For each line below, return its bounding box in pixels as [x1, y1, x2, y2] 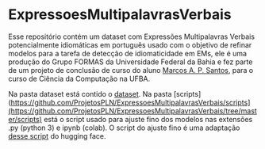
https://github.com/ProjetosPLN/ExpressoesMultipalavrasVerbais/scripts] [10, 97, 251, 107]
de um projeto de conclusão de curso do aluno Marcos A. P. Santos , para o [8, 65, 254, 74]
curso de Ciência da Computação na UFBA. [8, 74, 151, 83]
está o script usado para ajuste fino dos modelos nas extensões [43, 114, 253, 124]
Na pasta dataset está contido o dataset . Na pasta [8, 89, 172, 98]
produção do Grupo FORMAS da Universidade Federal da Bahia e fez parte [8, 57, 253, 67]
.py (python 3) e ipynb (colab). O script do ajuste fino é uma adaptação [8, 123, 240, 132]
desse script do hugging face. [8, 131, 106, 140]
